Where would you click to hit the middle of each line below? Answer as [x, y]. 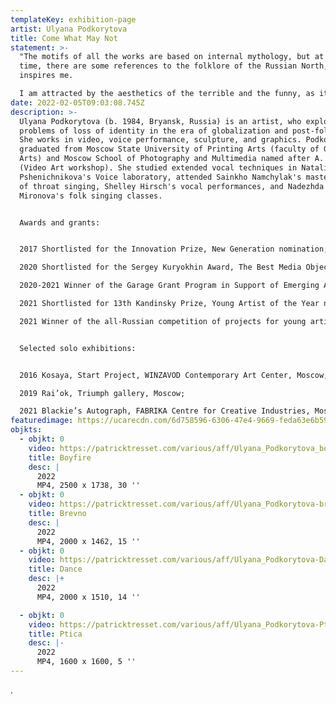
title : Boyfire [60, 457]
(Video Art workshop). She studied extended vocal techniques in [158, 168]
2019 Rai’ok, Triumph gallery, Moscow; [102, 393]
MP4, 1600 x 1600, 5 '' [86, 662]
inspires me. [46, 76]
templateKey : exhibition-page [73, 19]
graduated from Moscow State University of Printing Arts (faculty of [169, 149]
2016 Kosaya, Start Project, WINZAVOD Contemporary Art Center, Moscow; [174, 375]
